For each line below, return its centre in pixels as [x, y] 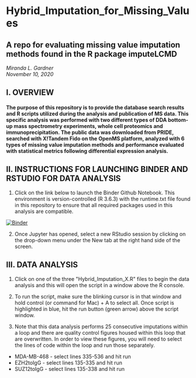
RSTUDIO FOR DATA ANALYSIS [63, 179]
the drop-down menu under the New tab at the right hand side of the [97, 240]
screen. [24, 246]
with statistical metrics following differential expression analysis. [87, 151]
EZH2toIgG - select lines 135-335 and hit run [68, 362]
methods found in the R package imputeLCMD [92, 54]
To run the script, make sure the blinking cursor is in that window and [98, 296]
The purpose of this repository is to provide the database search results [95, 107]
